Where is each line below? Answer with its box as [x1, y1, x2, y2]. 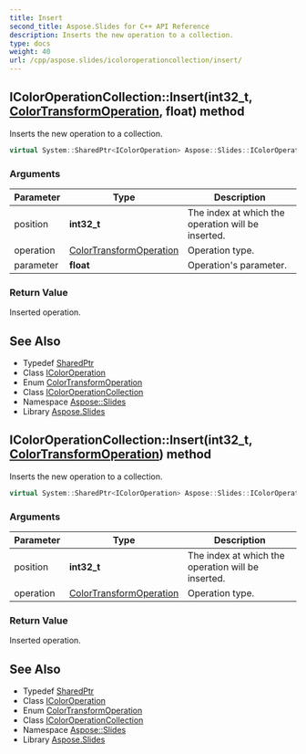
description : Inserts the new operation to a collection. [9, 30, 234, 39]
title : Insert [9, 13, 64, 23]
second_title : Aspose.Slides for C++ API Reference [9, 22, 209, 31]
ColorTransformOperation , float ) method [9, 104, 245, 120]
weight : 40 [9, 47, 51, 57]
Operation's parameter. [187, 258, 288, 271]
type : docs [9, 38, 51, 48]
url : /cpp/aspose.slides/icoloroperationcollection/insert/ [9, 56, 243, 65]
